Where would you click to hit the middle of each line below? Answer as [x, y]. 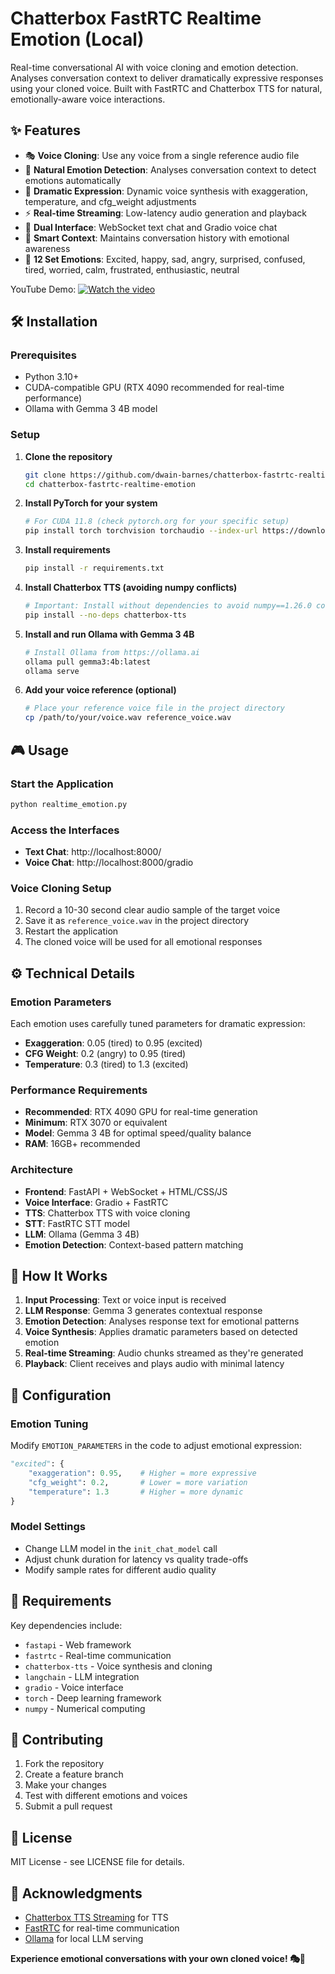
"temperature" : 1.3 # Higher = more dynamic [136, 1492]
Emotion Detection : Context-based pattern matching [134, 1244]
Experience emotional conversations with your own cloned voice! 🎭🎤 [158, 1959]
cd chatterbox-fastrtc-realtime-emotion [110, 484]
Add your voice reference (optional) [100, 690]
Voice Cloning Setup [61, 889]
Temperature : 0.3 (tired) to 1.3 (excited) [106, 1064]
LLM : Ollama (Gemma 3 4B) [82, 1234]
